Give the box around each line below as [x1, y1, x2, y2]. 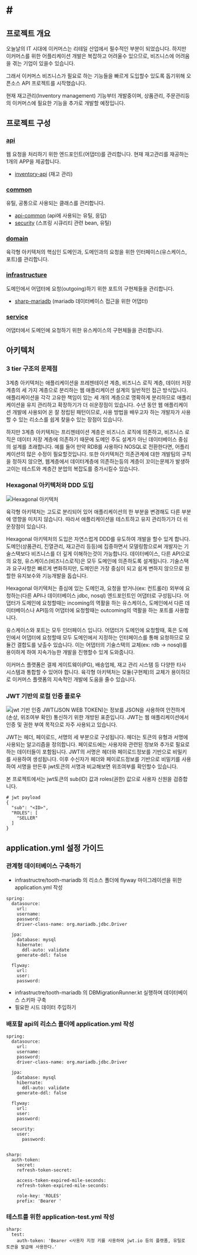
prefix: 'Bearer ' [16, 1198, 62, 1204]
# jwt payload [6, 795, 41, 800]
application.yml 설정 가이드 [6, 843, 104, 853]
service [6, 312, 28, 321]
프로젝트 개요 [6, 28, 51, 38]
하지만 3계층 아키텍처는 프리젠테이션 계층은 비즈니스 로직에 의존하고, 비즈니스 [6, 428, 184, 435]
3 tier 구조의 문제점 [6, 365, 58, 373]
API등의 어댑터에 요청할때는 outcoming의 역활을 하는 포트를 [36, 606, 173, 613]
